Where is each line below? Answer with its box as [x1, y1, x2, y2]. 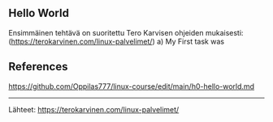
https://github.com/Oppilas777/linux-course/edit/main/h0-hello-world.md [8, 81, 254, 91]
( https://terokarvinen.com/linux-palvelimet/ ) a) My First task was [8, 36, 225, 46]
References [8, 60, 68, 74]
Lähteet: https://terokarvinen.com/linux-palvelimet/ [8, 104, 180, 114]
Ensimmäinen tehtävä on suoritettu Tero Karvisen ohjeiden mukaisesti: [8, 27, 244, 37]
